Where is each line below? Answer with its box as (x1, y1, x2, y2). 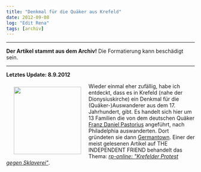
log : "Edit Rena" (6, 20, 50, 26)
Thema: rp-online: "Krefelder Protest (89, 153, 178, 160)
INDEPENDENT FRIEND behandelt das (89, 146, 182, 153)
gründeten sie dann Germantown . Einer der (89, 134, 195, 141)
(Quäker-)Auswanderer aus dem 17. (89, 102, 176, 109)
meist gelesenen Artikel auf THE (89, 140, 168, 147)
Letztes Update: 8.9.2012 (6, 71, 71, 79)
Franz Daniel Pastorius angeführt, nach (89, 121, 185, 128)
